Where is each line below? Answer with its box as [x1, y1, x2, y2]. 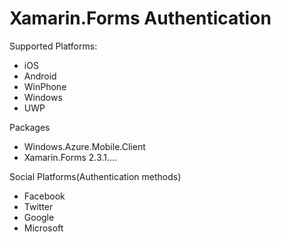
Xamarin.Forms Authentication [9, 7, 272, 30]
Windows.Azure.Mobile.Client [23, 140, 146, 152]
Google [23, 211, 55, 223]
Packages [9, 121, 51, 133]
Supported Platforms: [9, 40, 98, 52]
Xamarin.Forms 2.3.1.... [23, 151, 118, 163]
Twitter [23, 200, 54, 212]
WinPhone [23, 80, 67, 92]
